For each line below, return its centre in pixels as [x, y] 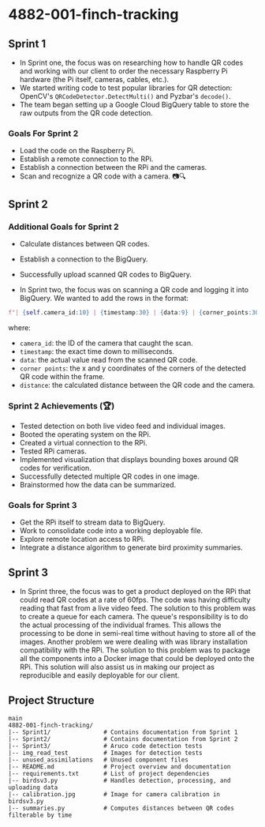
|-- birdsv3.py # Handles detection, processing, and [119, 781]
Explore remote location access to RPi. [82, 539]
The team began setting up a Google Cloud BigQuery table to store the [134, 105]
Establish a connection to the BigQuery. [84, 259]
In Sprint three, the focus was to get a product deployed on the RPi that [135, 592]
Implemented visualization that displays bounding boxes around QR [129, 460]
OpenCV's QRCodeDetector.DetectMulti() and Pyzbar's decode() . [125, 96]
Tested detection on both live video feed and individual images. [123, 426]
